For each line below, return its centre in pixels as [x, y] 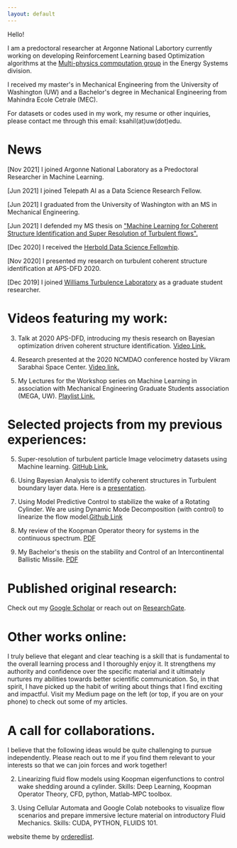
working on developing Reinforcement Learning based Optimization [106, 55]
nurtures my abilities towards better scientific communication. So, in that [113, 679]
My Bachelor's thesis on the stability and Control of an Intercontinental [121, 552]
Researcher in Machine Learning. [56, 177]
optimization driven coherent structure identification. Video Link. [112, 345]
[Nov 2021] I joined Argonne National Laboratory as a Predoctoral [103, 169]
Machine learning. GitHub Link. [63, 467]
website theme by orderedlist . [51, 837]
